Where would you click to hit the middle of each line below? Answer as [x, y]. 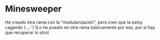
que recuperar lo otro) [27, 32]
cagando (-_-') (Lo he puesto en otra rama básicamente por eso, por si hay [80, 27]
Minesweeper [33, 9]
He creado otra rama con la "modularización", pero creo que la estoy [74, 22]
